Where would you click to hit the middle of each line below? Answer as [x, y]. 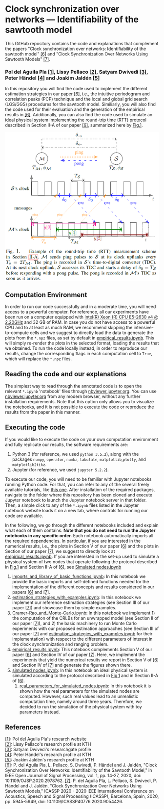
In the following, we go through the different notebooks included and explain [82, 525]
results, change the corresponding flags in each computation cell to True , [79, 354]
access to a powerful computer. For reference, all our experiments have [77, 312]
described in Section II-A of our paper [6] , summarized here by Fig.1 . [74, 125]
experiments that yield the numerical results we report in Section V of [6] [85, 660]
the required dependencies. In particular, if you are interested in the [73, 541]
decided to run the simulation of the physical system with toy [81, 706]
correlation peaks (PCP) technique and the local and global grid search [76, 99]
